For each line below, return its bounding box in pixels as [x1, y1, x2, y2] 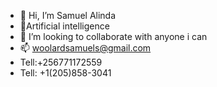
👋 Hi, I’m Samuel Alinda [19, 10, 117, 21]
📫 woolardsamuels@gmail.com [19, 42, 152, 54]
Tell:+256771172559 [19, 56, 103, 68]
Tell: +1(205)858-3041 [19, 67, 112, 79]
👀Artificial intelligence [19, 20, 110, 32]
